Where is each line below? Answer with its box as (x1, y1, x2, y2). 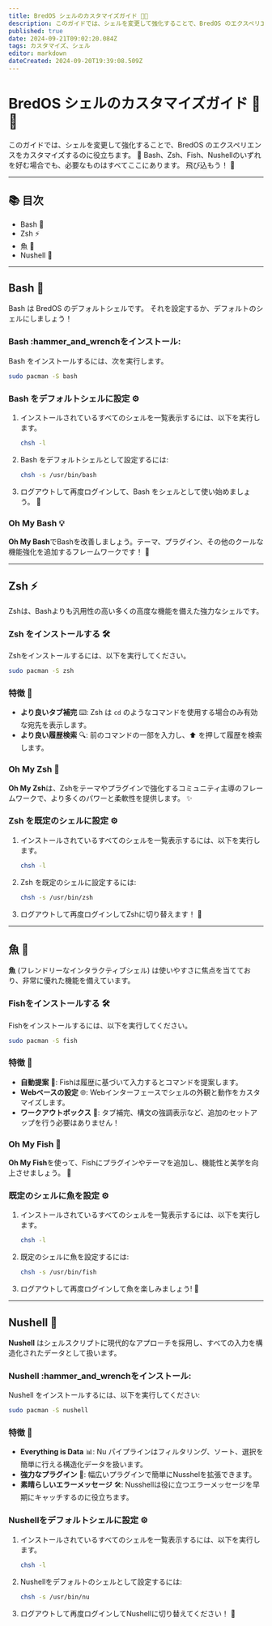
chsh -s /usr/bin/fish (19, 1268, 97, 1276)
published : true (8, 27, 63, 35)
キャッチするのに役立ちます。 (34, 1492, 134, 1502)
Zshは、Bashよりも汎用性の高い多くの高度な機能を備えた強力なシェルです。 (8, 606, 264, 615)
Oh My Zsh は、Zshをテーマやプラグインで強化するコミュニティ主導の (8, 783, 243, 793)
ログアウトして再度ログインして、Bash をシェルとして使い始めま (19, 487, 237, 496)
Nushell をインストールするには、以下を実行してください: (8, 1390, 201, 1400)
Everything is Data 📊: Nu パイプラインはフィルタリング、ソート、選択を (19, 1447, 264, 1457)
